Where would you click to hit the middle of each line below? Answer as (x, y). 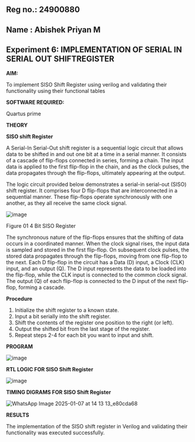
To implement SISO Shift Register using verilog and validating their (87, 84)
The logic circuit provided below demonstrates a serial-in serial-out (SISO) (96, 184)
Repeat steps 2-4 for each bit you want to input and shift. (84, 335)
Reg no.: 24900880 (43, 10)
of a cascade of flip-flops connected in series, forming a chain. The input (95, 160)
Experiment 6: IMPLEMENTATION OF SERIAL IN (94, 50)
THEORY (17, 125)
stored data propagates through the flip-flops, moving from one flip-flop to (97, 256)
